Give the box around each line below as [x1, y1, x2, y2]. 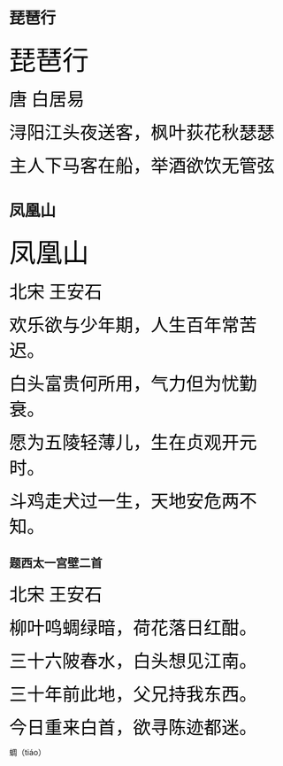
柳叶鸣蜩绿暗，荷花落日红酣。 [9, 617, 258, 638]
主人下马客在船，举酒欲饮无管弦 [9, 155, 276, 176]
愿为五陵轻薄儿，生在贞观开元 [9, 431, 258, 453]
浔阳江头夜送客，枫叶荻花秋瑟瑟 [9, 121, 276, 143]
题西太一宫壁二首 [9, 555, 103, 571]
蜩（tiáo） [9, 747, 47, 757]
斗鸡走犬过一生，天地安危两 [9, 491, 241, 512]
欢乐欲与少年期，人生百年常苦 [9, 314, 258, 336]
